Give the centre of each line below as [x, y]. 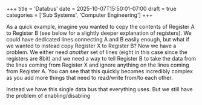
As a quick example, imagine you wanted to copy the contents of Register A [100, 27]
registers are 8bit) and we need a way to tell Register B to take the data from [101, 58]
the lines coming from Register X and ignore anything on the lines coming [98, 65]
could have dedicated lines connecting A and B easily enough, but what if [98, 39]
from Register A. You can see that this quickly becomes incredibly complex [100, 71]
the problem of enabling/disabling [48, 96]
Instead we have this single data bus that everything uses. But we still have [99, 89]
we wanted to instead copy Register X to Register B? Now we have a [91, 46]
